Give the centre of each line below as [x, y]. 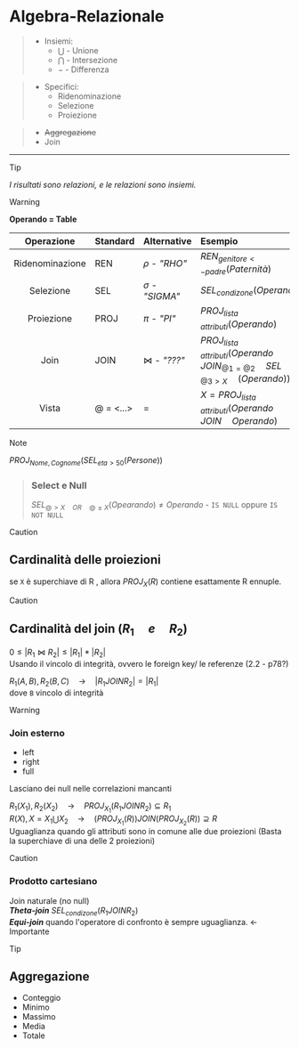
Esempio [219, 240]
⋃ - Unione [78, 50]
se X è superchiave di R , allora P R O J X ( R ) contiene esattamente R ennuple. [145, 582]
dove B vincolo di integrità [57, 693]
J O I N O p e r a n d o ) [239, 420]
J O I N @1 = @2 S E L [241, 367]
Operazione [50, 240]
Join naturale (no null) [49, 900]
